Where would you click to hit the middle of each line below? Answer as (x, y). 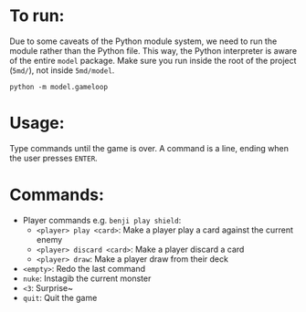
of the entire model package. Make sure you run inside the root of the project (153, 60)
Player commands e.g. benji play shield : (102, 220)
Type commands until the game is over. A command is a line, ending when (149, 148)
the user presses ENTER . (53, 158)
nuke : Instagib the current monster (87, 278)
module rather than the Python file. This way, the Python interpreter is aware (153, 50)
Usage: (37, 123)
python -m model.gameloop (58, 87)
